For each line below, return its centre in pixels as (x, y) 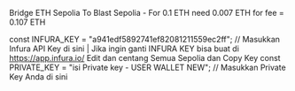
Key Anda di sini (39, 77)
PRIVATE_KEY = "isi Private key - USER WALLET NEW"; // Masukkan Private (147, 67)
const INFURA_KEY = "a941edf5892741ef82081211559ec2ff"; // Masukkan (145, 39)
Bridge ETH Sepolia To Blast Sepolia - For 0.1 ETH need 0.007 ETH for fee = (147, 13)
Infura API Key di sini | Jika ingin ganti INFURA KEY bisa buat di (124, 49)
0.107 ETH (27, 22)
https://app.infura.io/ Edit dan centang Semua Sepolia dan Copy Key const (145, 58)
